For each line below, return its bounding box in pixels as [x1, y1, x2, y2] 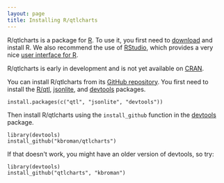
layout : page [7, 10, 45, 17]
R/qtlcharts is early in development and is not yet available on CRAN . [7, 64, 204, 72]
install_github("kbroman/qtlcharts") [7, 137, 117, 145]
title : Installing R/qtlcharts [7, 17, 98, 24]
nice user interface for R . [7, 50, 79, 59]
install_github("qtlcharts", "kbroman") [7, 169, 127, 176]
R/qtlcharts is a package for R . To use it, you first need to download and [7, 35, 213, 44]
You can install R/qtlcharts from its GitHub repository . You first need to [7, 77, 209, 86]
